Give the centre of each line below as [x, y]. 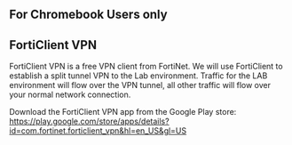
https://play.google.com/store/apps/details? [90, 121]
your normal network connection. [70, 95]
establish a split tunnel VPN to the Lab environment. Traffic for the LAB [138, 76]
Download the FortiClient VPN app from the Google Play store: [123, 112]
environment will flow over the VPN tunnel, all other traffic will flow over [140, 85]
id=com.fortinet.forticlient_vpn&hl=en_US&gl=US [98, 131]
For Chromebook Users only [88, 15]
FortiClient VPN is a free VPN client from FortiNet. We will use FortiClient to [146, 67]
